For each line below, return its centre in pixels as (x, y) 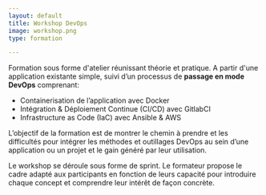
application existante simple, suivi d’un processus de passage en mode (127, 76)
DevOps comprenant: (44, 85)
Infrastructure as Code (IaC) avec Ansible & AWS (101, 118)
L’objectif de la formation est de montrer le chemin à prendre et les (118, 133)
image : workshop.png (43, 30)
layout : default (35, 16)
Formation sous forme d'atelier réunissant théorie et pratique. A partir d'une (133, 68)
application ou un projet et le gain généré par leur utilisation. (107, 150)
